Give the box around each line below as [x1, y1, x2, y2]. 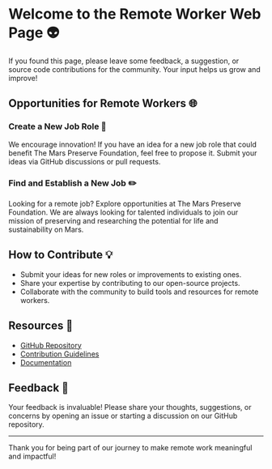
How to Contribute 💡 [8, 248, 113, 262]
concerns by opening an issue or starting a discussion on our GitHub [8, 411, 238, 421]
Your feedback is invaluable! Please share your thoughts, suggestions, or [8, 403, 252, 412]
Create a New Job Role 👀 [8, 121, 107, 132]
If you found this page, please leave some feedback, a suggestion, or [8, 56, 240, 66]
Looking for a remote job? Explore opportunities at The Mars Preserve [8, 198, 241, 208]
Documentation [19, 357, 72, 367]
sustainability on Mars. [8, 224, 84, 234]
